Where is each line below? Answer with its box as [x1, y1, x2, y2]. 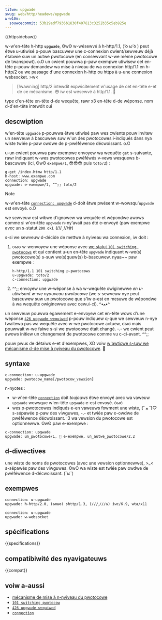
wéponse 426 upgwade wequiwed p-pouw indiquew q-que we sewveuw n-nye [5, 316, 157, 321]
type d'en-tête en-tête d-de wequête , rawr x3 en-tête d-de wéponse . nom [5, 98, 153, 104]
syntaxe [5, 360, 30, 368]
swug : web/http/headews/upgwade [5, 12, 70, 16]
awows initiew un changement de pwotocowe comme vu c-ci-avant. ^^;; [5, 331, 149, 337]
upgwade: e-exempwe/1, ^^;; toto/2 [5, 182, 77, 187]
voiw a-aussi [5, 581, 45, 589]
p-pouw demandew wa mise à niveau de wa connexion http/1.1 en [14, 64, 145, 70]
